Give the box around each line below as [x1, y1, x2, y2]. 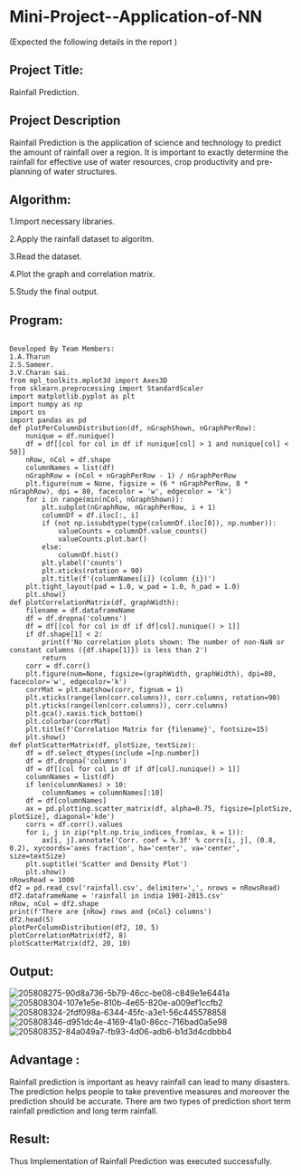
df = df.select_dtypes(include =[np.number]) [25, 749, 201, 758]
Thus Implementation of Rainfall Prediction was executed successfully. [9, 1155, 273, 1166]
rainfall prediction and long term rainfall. [9, 1105, 158, 1116]
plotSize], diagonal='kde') [9, 813, 116, 822]
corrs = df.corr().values [25, 820, 124, 830]
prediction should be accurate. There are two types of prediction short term [9, 1095, 292, 1106]
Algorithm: [9, 192, 71, 207]
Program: [9, 313, 63, 328]
